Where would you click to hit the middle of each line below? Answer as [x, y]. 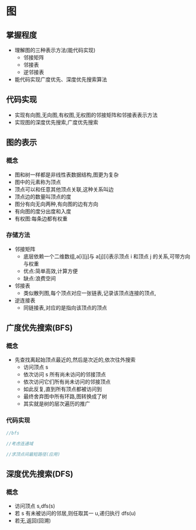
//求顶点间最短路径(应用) [33, 454]
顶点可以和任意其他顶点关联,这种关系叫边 [64, 189]
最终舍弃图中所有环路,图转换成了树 [65, 396]
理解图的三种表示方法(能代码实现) [55, 50]
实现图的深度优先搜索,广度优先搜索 [56, 122]
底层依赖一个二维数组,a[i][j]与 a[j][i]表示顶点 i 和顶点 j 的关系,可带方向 [107, 256]
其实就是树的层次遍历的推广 [57, 404]
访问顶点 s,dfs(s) [35, 506]
